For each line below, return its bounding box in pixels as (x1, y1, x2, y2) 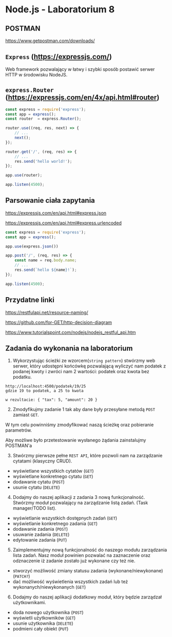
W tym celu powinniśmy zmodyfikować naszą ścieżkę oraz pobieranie (5, 422, 154, 428)
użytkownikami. (12, 600, 46, 606)
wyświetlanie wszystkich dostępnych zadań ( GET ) (12, 515, 118, 522)
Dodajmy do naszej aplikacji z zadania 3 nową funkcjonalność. (12, 494, 145, 500)
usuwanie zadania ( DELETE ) (12, 531, 70, 537)
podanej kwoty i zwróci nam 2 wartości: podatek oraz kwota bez (12, 369, 150, 375)
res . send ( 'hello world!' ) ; (14, 159, 72, 164)
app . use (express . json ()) (5, 244, 59, 249)
